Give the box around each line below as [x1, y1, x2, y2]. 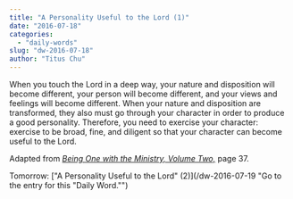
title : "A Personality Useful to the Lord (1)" [9, 12, 190, 22]
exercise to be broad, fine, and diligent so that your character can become [9, 127, 283, 137]
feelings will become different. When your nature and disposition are [9, 98, 262, 108]
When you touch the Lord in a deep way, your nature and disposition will [9, 79, 275, 89]
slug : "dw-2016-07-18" [9, 46, 94, 55]
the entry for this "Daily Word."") [9, 180, 129, 190]
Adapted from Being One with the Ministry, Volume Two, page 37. [9, 153, 250, 163]
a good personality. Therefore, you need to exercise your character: [9, 117, 259, 128]
